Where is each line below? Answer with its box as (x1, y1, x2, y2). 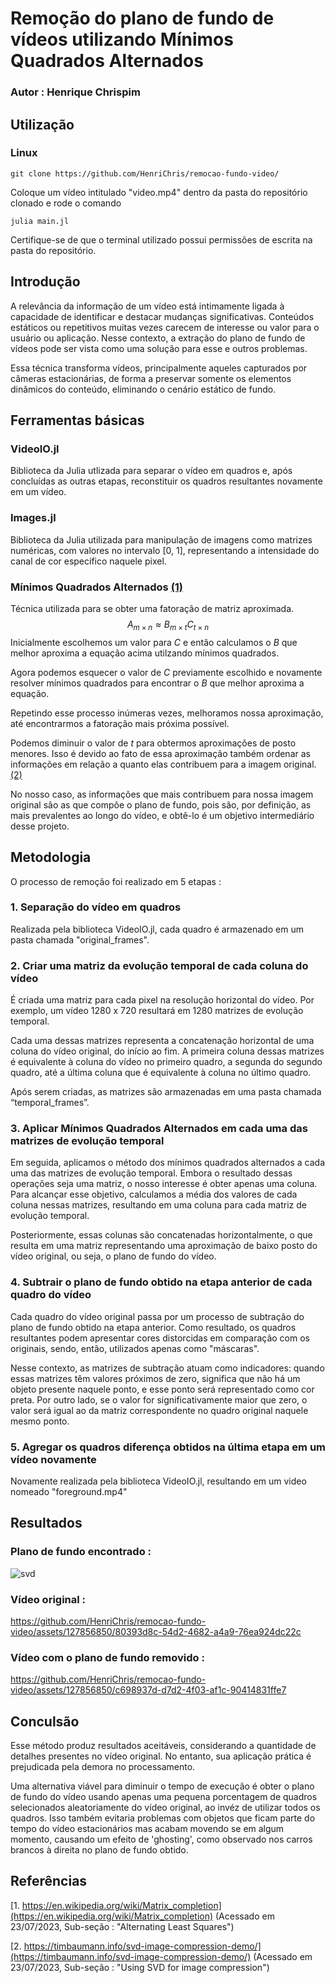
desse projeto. (10, 820, 70, 832)
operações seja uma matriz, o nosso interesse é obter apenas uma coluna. (10, 1178, 318, 1190)
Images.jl (10, 511, 57, 525)
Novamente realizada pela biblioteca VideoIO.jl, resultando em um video (10, 1475, 307, 1487)
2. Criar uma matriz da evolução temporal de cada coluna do (10, 958, 309, 972)
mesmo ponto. (10, 1415, 70, 1427)
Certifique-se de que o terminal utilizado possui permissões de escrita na (10, 233, 313, 246)
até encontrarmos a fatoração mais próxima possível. (10, 717, 230, 729)
